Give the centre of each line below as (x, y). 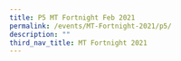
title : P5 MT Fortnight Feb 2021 (72, 17)
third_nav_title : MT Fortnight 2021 (78, 43)
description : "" (40, 34)
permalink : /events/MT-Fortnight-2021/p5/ (90, 26)
